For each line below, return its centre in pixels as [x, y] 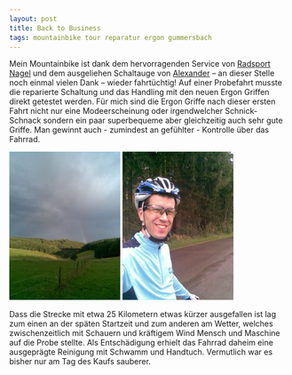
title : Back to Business [55, 28]
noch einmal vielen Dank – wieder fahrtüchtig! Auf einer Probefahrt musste [146, 83]
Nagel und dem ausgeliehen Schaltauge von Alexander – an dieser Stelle [142, 73]
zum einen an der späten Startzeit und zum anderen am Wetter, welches [141, 323]
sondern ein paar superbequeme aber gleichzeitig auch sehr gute [163, 121]
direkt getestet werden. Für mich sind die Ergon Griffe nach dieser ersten [142, 101]
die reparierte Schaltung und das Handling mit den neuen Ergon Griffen [139, 92]
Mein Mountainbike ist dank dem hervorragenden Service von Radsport [140, 64]
